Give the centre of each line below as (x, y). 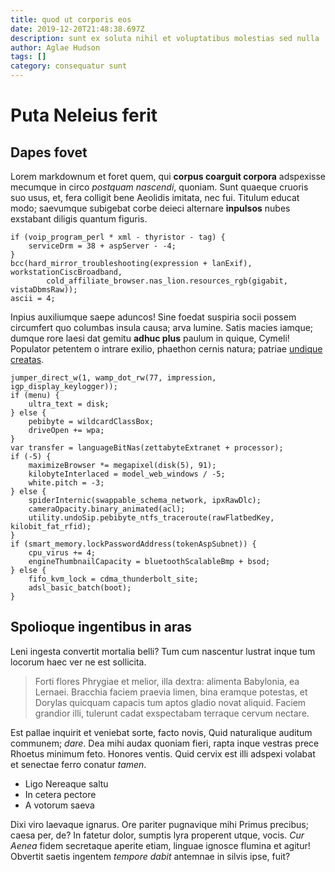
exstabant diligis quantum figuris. (79, 219)
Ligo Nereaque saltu (66, 783)
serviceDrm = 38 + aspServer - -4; (102, 246)
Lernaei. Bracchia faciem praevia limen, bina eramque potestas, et (171, 692)
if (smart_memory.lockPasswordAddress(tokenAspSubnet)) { (133, 544)
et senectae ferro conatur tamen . (78, 764)
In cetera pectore (60, 794)
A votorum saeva (59, 805)
